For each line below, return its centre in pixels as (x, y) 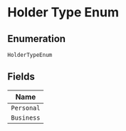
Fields (21, 77)
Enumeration (37, 39)
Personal (26, 108)
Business (26, 117)
